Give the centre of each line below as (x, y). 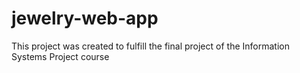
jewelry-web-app (85, 18)
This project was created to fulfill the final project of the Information (150, 46)
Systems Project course (60, 56)
